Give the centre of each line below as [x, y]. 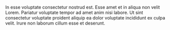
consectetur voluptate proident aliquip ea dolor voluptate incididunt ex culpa [85, 18]
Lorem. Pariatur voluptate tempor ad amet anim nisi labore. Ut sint [74, 12]
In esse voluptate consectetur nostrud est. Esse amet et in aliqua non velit [83, 7]
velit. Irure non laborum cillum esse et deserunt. [55, 23]
